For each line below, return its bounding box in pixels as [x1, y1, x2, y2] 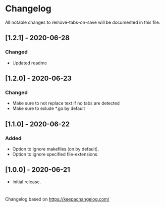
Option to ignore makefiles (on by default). [12, 146, 99, 152]
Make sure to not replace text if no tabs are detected [12, 100, 120, 106]
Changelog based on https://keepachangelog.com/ [5, 196, 110, 202]
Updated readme [12, 60, 47, 66]
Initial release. [12, 179, 41, 185]
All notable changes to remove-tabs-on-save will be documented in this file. [5, 19, 161, 25]
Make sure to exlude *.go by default [12, 105, 85, 111]
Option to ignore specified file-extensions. [12, 152, 99, 157]
